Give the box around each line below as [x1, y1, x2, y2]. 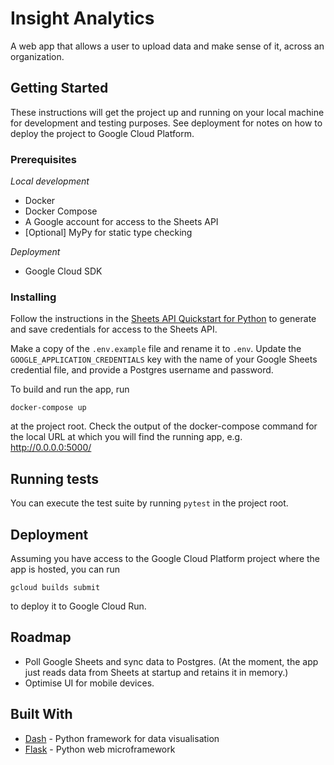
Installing [10, 290, 57, 304]
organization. [10, 50, 65, 62]
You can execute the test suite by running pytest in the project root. [10, 497, 289, 509]
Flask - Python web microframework [24, 743, 176, 755]
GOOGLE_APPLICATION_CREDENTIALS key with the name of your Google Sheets [10, 353, 318, 366]
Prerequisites [10, 152, 77, 166]
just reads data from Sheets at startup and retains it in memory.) [24, 666, 289, 678]
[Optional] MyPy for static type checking [24, 227, 193, 239]
